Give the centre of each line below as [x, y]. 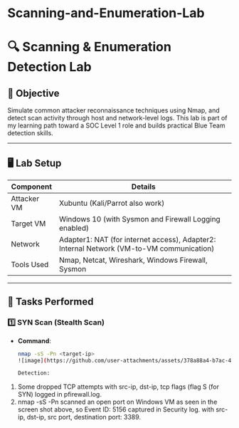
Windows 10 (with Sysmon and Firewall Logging [140, 219]
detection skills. [30, 133]
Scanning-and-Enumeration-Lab [106, 13]
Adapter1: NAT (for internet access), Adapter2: [138, 240]
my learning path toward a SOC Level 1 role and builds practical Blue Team [116, 125]
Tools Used [30, 265]
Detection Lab [49, 67]
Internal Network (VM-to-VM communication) [137, 249]
